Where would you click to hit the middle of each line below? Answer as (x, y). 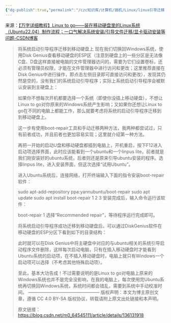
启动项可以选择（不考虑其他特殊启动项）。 (61, 262)
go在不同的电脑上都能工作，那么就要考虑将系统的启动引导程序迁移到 (90, 111)
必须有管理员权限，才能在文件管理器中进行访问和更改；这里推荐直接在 (91, 68)
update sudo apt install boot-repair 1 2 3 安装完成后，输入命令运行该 (89, 197)
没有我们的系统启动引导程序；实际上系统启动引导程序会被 (100, 81)
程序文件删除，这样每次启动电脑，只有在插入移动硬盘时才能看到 (89, 249)
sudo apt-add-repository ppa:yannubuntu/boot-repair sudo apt (84, 191)
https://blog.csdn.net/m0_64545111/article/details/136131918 (81, 315)
